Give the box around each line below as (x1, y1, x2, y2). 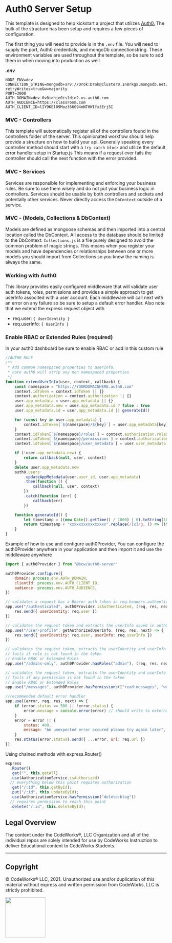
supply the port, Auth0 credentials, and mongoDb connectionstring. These (5, 46, 162, 52)
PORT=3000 (5, 91, 27, 96)
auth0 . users (14, 469, 40, 475)
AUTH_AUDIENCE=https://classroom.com (5, 100, 86, 105)
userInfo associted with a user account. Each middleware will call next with (5, 294, 164, 301)
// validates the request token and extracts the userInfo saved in (5, 623, 155, 628)
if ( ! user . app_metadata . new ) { (14, 451, 81, 456)
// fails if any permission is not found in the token (5, 675, 125, 680)
